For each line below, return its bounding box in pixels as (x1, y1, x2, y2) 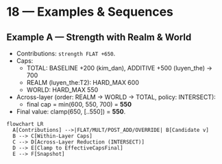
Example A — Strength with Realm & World (6, 31, 192, 43)
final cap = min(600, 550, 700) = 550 (26, 100, 132, 108)
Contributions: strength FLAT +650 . (16, 49, 116, 57)
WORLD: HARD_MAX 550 (26, 86, 99, 94)
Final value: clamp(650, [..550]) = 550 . (16, 107, 126, 115)
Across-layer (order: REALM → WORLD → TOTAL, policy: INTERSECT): (16, 93, 217, 101)
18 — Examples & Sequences (6, 4, 174, 20)
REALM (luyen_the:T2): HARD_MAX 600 (26, 79, 140, 86)
